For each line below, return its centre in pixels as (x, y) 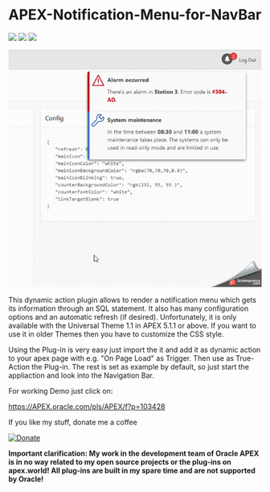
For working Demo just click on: (61, 391)
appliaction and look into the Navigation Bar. (81, 375)
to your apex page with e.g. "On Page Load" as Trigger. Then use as (121, 358)
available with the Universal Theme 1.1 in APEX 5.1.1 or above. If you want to (133, 326)
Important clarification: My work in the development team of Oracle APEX (134, 453)
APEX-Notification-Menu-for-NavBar (135, 15)
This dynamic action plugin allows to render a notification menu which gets (133, 300)
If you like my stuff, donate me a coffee (73, 422)
